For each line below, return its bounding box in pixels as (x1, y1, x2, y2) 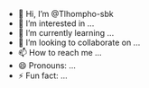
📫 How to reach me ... (17, 48, 102, 57)
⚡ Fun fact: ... (17, 70, 68, 81)
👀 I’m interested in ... (17, 18, 95, 29)
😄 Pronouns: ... (17, 60, 77, 71)
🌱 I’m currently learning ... (17, 28, 115, 38)
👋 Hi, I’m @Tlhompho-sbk (17, 9, 115, 19)
